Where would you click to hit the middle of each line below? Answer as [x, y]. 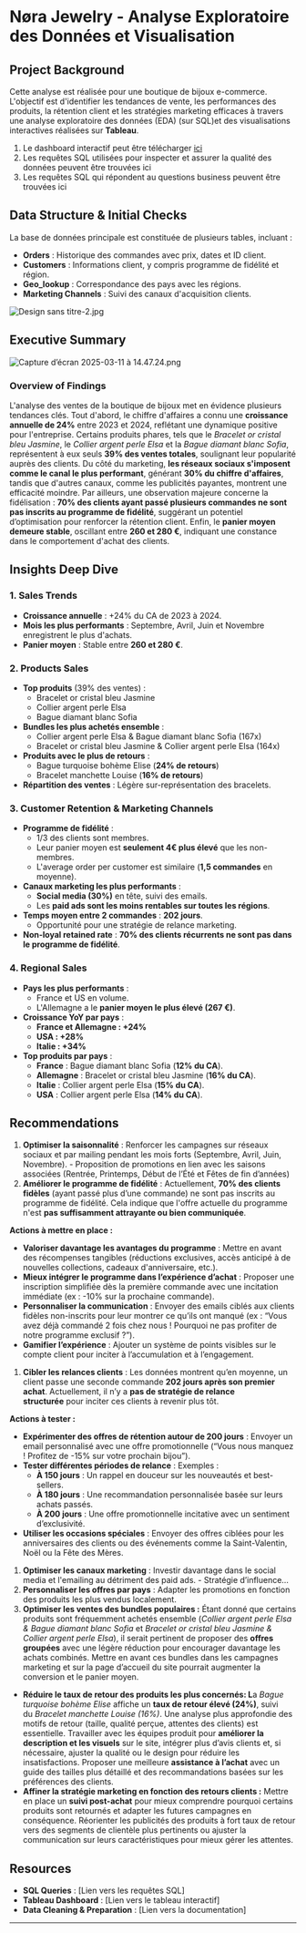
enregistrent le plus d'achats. [77, 634]
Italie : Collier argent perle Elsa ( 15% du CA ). [120, 1085]
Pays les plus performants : [76, 988]
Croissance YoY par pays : [73, 1017]
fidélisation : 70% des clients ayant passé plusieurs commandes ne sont [148, 502]
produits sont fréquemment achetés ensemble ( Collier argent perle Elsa [157, 1619]
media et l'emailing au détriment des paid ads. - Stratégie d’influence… [156, 1580]
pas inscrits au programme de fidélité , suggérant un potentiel [126, 511]
